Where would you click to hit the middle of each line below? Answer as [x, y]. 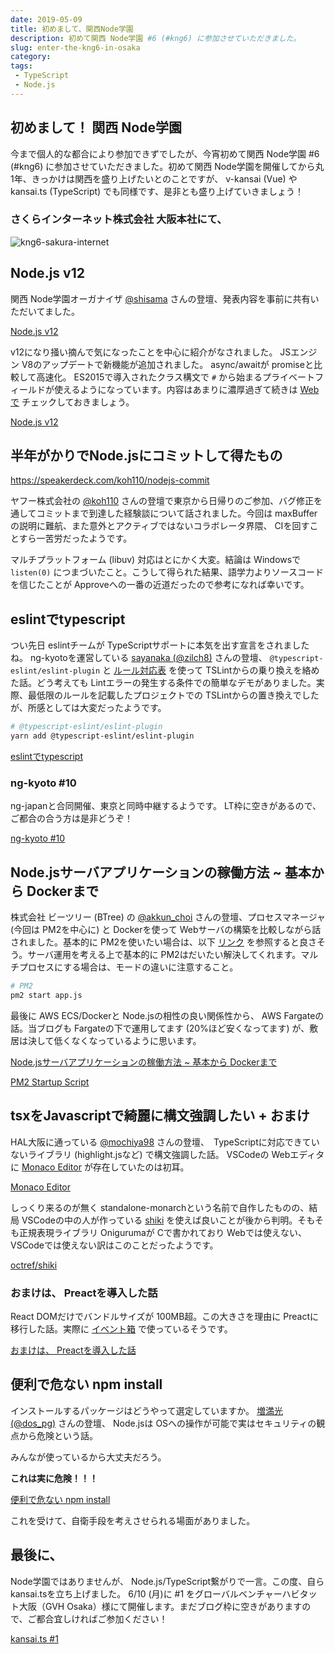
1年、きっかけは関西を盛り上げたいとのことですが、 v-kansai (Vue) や [154, 178]
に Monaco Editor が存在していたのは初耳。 [100, 1167]
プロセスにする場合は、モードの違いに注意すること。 [128, 967]
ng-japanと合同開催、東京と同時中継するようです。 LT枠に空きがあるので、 [166, 806]
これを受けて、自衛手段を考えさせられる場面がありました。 [133, 1520]
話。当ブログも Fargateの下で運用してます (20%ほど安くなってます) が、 [160, 1028]
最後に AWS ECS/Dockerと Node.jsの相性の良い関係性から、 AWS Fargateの [167, 1015]
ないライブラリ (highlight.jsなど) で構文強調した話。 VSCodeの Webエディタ [167, 1154]
